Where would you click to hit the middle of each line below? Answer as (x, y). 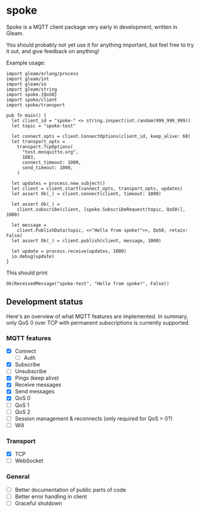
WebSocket (29, 461)
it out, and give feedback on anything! (53, 51)
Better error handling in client (51, 496)
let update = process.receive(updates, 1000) (69, 251)
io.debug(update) (33, 256)
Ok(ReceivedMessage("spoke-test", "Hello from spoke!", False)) (88, 283)
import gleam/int (28, 79)
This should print (27, 273)
